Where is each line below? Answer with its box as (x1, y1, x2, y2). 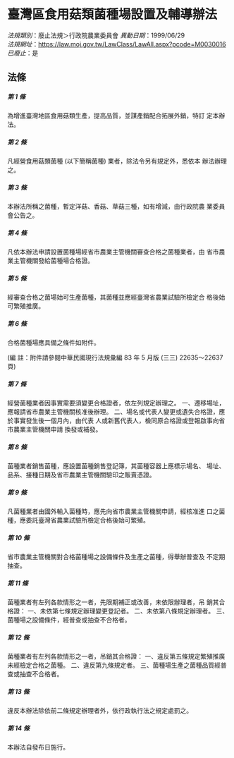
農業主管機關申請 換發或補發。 (13, 425, 102, 434)
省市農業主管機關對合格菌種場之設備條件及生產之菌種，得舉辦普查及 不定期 (7, 553, 226, 561)
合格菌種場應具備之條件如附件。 (7, 338, 100, 347)
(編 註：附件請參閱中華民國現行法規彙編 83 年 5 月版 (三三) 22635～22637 (7, 353, 223, 362)
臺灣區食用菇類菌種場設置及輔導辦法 (7, 6, 218, 23)
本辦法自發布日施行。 (7, 742, 69, 751)
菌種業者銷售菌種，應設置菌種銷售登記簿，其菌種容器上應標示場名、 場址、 (7, 462, 226, 470)
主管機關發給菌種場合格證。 (13, 257, 94, 265)
